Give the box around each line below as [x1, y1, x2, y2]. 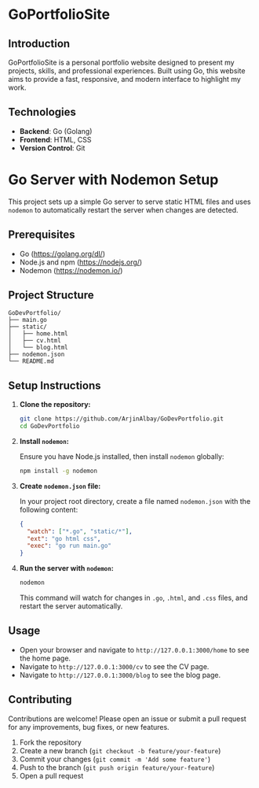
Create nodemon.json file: [19, 481, 101, 490]
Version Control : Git [19, 143, 86, 153]
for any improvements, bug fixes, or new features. [8, 722, 170, 731]
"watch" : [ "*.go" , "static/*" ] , [27, 527, 133, 535]
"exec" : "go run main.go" [27, 542, 111, 550]
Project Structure [8, 288, 94, 302]
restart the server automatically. [19, 601, 123, 611]
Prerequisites [8, 228, 75, 242]
